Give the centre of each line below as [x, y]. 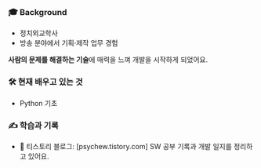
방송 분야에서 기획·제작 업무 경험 [69, 43]
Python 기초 [38, 103]
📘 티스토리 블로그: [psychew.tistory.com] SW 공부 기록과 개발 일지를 [126, 146]
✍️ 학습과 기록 [33, 126]
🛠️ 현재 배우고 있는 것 [45, 82]
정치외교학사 [39, 33]
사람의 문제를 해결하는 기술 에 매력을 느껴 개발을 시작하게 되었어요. [108, 60]
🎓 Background [38, 12]
